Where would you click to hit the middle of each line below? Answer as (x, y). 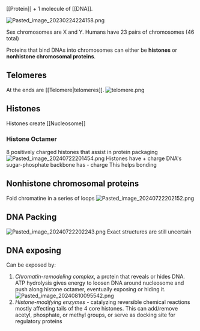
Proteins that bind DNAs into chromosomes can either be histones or (92, 50)
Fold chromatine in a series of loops (50, 198)
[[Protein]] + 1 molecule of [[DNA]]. (50, 9)
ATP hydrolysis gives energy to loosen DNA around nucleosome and (99, 283)
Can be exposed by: (31, 265)
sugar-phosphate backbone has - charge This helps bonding (82, 164)
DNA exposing (34, 250)
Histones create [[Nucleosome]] (46, 123)
